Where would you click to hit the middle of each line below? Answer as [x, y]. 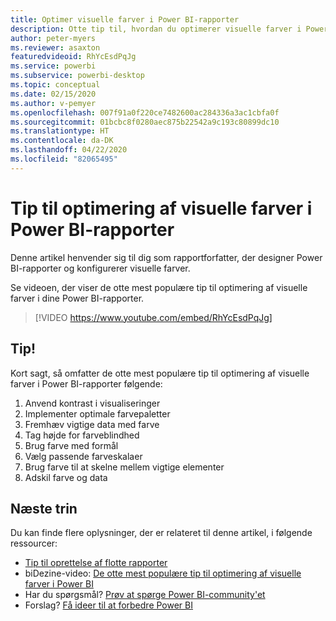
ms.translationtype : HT [60, 131]
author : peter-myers [53, 38]
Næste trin [44, 508]
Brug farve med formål [71, 445]
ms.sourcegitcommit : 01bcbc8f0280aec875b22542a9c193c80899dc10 [145, 122]
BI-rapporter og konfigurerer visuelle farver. [100, 268]
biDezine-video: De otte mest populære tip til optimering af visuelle [163, 573]
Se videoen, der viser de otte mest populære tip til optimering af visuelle [159, 287]
